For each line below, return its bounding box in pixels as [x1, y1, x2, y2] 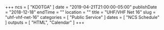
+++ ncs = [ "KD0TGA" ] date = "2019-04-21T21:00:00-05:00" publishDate [5, 4, 158, 10]
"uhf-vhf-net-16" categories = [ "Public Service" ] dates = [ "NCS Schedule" [5, 15, 160, 20]
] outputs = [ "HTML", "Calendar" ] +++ [5, 19, 85, 25]
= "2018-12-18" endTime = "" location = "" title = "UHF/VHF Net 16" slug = [5, 9, 156, 15]
